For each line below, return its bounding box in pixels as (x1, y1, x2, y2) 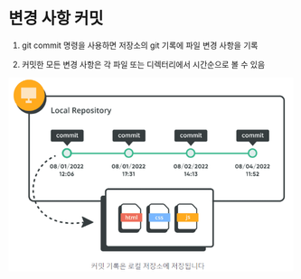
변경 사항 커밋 (8, 8, 104, 29)
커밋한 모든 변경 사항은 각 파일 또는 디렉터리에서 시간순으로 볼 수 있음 (21, 59, 266, 70)
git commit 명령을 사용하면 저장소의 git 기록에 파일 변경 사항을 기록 (21, 40, 259, 51)
